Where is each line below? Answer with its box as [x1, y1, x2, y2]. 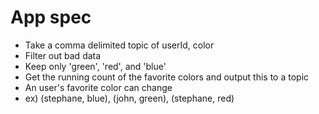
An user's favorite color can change [24, 81, 173, 93]
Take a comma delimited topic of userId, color [24, 39, 215, 51]
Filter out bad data [24, 49, 102, 61]
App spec [10, 6, 92, 29]
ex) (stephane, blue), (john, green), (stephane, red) [24, 92, 235, 104]
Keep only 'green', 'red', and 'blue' [24, 60, 167, 72]
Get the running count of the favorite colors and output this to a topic [24, 71, 310, 83]
